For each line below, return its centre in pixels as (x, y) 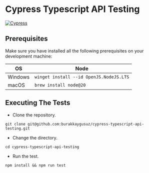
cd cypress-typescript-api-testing (42, 147)
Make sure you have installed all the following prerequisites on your (74, 50)
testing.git (17, 128)
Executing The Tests (38, 103)
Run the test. (25, 156)
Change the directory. (35, 137)
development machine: (29, 56)
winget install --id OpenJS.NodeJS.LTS (82, 77)
